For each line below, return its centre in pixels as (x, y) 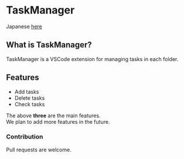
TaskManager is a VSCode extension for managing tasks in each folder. (92, 59)
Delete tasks (30, 98)
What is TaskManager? (49, 45)
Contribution (25, 137)
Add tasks (27, 92)
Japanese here (24, 26)
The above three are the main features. (53, 116)
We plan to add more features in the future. (58, 121)
